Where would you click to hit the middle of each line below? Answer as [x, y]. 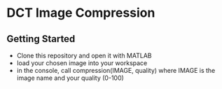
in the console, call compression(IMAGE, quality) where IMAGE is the [116, 70]
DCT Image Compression [81, 13]
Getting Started [41, 39]
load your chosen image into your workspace [82, 63]
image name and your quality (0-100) [70, 78]
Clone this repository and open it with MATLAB [84, 55]
